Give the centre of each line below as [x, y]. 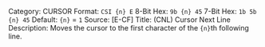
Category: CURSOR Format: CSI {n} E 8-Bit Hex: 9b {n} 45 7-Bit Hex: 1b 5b [132, 11]
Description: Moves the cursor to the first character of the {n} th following [129, 28]
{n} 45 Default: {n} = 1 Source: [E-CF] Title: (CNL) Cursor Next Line [120, 20]
